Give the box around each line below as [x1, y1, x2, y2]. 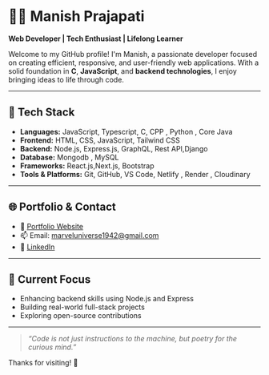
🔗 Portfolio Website [19, 221, 84, 231]
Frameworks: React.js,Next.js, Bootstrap [19, 160, 155, 171]
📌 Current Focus [8, 272, 91, 286]
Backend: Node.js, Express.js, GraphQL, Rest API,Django [19, 143, 208, 153]
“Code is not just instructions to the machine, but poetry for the [27, 334, 238, 344]
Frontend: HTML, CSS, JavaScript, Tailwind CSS [19, 135, 180, 145]
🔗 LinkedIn [19, 242, 55, 252]
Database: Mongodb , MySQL [19, 152, 119, 162]
